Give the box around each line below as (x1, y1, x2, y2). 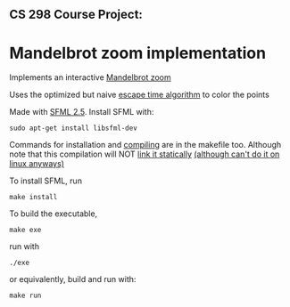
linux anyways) (9, 158, 65, 169)
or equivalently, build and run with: (9, 274, 137, 285)
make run (9, 291, 42, 301)
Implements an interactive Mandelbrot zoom (9, 72, 171, 83)
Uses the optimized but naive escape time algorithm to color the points (9, 89, 269, 101)
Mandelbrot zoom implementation (9, 43, 266, 63)
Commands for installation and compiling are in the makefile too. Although (9, 140, 282, 150)
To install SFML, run (9, 175, 83, 186)
